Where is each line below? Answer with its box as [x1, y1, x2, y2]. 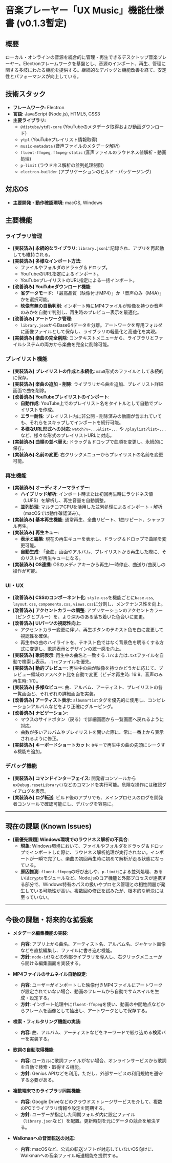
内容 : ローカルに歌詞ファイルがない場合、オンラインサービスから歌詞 [20, 1057, 167, 1064]
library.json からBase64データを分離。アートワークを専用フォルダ [20, 322, 163, 328]
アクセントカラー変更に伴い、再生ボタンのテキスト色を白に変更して [20, 627, 164, 633]
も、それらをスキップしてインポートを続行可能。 [20, 419, 124, 426]
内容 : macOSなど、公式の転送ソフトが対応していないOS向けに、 [20, 1146, 157, 1152]
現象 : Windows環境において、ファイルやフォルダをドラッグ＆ [20, 843, 150, 849]
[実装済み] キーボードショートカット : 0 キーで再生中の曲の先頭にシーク [12, 742, 161, 748]
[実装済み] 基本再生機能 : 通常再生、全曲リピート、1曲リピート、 [12, 516, 147, 523]
